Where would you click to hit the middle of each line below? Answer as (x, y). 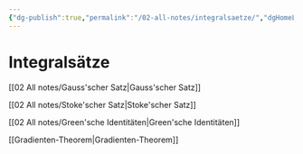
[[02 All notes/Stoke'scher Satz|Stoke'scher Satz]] (102, 104)
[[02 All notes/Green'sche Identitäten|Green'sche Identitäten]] (124, 122)
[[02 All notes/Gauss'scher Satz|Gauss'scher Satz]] (104, 87)
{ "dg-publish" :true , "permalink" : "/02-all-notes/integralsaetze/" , (136, 18)
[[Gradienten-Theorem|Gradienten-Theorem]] (94, 140)
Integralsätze (59, 62)
